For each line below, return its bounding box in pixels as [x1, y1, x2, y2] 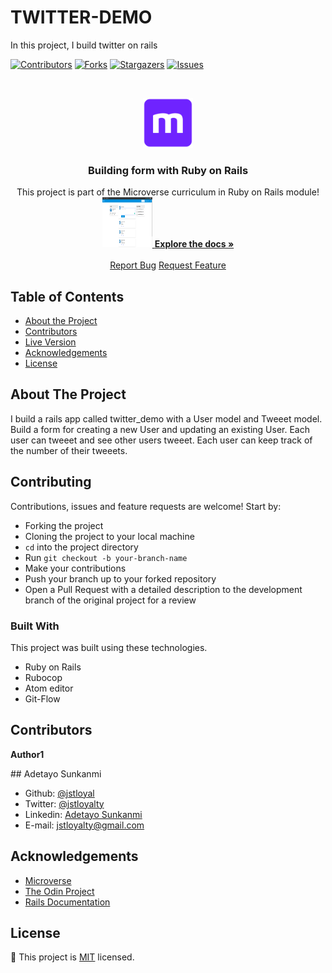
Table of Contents [10, 288, 125, 305]
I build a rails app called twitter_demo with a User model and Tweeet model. [10, 412, 323, 425]
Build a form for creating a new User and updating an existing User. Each [10, 423, 310, 435]
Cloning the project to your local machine [24, 530, 195, 542]
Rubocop [24, 671, 63, 683]
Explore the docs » [154, 238, 235, 250]
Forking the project [24, 519, 104, 531]
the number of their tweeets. [10, 444, 128, 456]
